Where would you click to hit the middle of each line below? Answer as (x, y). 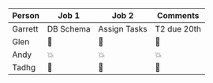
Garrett (25, 29)
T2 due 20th (178, 29)
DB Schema (69, 29)
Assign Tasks (123, 29)
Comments (178, 15)
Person (26, 15)
